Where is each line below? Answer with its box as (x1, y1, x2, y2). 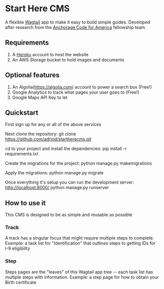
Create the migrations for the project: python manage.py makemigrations (5, 160, 152, 167)
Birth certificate (5, 279, 37, 285)
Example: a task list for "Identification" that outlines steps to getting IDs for (5, 241, 156, 246)
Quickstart (5, 108, 39, 117)
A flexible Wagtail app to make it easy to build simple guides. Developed (5, 19, 150, 25)
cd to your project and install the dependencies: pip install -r (5, 145, 127, 152)
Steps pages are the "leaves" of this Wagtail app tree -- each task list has (5, 269, 153, 275)
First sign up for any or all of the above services (5, 121, 102, 127)
